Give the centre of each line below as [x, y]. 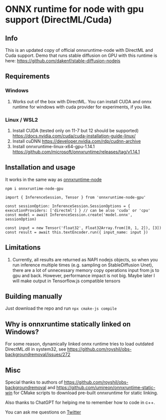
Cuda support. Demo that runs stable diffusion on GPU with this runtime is [81, 55]
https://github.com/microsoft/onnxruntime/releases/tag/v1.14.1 [76, 152]
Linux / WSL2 [22, 120]
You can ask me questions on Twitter [43, 412]
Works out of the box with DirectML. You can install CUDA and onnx [82, 101]
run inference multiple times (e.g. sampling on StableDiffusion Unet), [83, 265]
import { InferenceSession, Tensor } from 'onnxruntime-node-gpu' [76, 197]
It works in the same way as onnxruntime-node [54, 179]
